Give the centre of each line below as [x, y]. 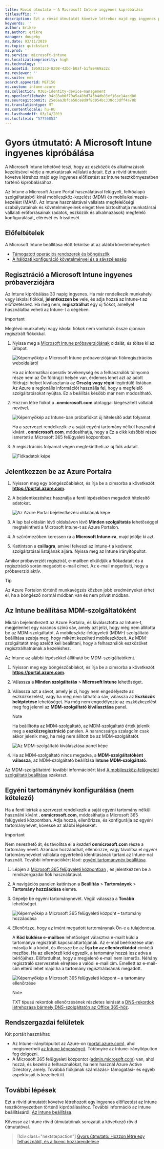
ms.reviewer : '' [21, 73]
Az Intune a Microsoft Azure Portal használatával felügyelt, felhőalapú [75, 191]
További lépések [31, 1090]
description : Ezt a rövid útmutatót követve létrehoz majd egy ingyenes [81, 19]
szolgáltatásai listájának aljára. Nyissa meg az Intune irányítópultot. [80, 551]
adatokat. [22, 503]
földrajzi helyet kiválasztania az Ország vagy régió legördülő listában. [82, 383]
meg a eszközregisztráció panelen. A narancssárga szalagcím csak [81, 731]
